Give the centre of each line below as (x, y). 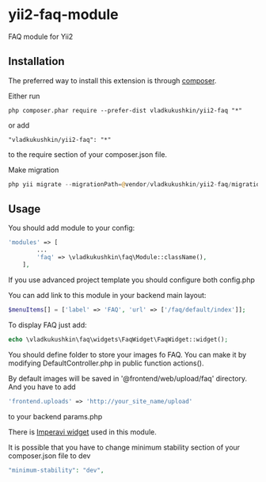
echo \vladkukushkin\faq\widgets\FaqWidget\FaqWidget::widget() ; (118, 339)
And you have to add (42, 387)
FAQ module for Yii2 (41, 36)
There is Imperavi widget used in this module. (82, 432)
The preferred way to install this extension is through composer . (112, 80)
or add (19, 125)
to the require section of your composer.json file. (88, 154)
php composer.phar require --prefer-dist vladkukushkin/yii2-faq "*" (125, 110)
